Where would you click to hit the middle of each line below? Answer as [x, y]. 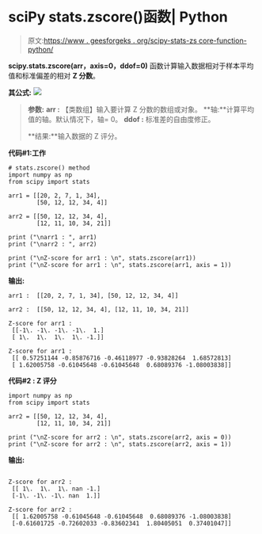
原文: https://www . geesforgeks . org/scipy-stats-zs [112, 40]
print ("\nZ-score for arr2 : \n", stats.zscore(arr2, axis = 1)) [120, 444]
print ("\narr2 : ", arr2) [53, 244]
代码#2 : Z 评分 [32, 380]
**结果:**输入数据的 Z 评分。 [74, 135]
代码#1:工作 [27, 153]
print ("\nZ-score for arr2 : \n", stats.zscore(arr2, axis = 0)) [120, 437]
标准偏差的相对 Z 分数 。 [61, 75]
